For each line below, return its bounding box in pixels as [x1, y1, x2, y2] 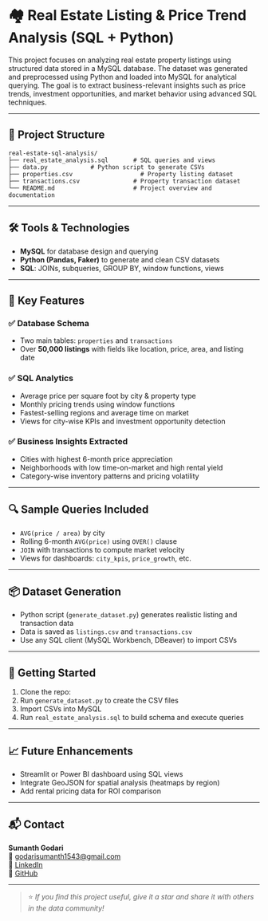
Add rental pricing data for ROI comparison [19, 786, 162, 796]
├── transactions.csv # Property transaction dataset [8, 177, 241, 185]
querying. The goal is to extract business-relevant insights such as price [8, 81, 246, 90]
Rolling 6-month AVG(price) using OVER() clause [19, 536, 178, 546]
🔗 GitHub [8, 868, 38, 878]
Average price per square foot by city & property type [19, 391, 197, 400]
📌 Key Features [8, 293, 85, 307]
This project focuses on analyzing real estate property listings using [8, 55, 231, 65]
